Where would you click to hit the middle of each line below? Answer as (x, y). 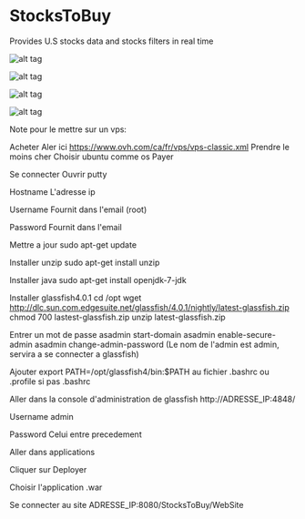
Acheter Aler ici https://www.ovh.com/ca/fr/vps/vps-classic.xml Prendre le (149, 147)
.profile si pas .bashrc (50, 381)
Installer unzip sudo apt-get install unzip (85, 262)
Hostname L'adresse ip (52, 191)
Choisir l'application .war (56, 487)
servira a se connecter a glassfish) (74, 354)
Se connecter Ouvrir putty (58, 174)
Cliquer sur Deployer (48, 469)
